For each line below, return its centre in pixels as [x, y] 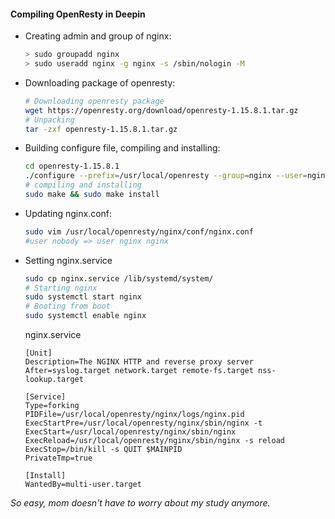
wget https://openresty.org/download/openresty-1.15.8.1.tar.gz [161, 110]
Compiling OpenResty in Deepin [78, 14]
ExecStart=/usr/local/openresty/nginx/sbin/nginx [130, 432]
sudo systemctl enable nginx [85, 316]
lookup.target [54, 380]
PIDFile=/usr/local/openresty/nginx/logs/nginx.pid [134, 415]
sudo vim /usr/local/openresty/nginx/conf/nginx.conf [139, 231]
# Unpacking [49, 120]
